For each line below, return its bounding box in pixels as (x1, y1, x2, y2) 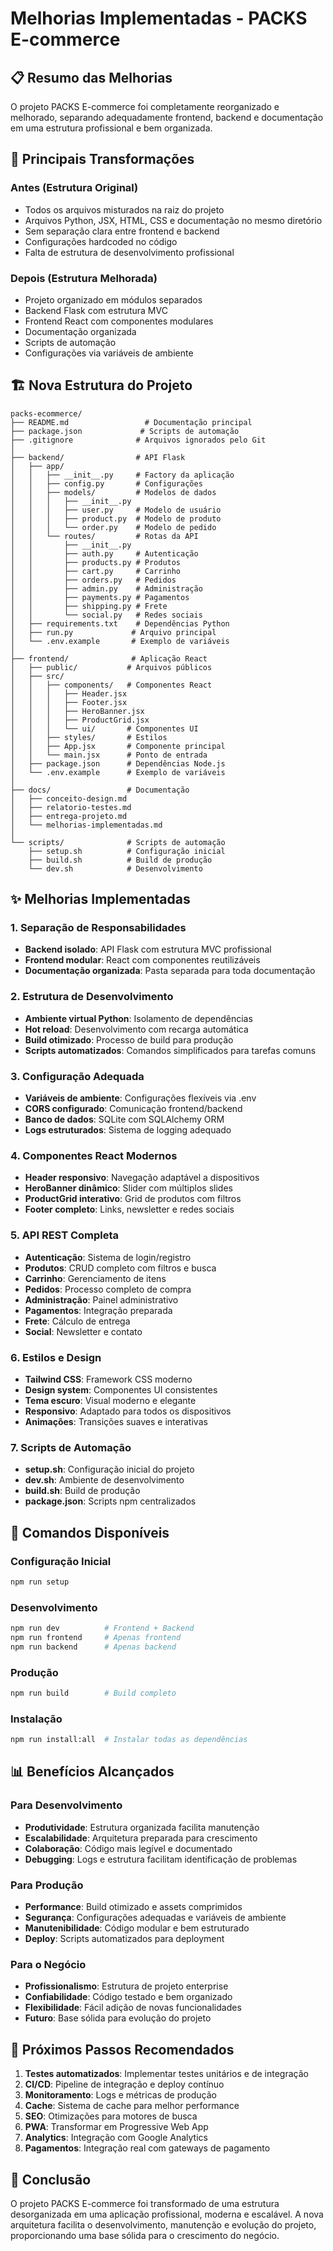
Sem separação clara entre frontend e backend (24, 225, 220, 237)
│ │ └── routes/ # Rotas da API (10, 531, 199, 541)
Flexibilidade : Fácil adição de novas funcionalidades (24, 2002, 242, 2014)
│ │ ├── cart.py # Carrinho (10, 566, 182, 576)
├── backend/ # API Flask (10, 452, 186, 462)
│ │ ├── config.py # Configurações (10, 478, 203, 489)
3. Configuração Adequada (10, 1069, 145, 1083)
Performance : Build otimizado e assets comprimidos (24, 1901, 243, 1913)
